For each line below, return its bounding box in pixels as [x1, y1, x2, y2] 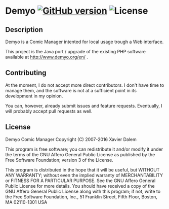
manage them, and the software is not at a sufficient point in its [5, 87, 137, 93]
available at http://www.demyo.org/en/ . [5, 54, 89, 60]
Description [5, 25, 43, 34]
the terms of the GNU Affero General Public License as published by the [5, 151, 155, 157]
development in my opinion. [5, 93, 63, 99]
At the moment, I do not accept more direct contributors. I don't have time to [5, 82, 164, 88]
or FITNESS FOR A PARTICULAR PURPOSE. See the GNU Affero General [5, 178, 156, 184]
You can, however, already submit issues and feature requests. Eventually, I [5, 102, 163, 109]
